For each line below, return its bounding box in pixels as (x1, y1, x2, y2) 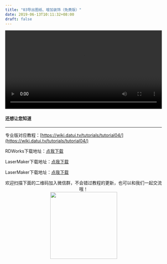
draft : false (5, 16, 32, 21)
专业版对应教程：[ (5, 132, 42, 138)
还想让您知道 (5, 115, 31, 121)
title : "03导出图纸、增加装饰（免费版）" (5, 7, 82, 12)
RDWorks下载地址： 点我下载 (5, 148, 64, 154)
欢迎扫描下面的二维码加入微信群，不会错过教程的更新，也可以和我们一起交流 (5, 180, 162, 186)
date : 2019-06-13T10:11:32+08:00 (5, 12, 75, 17)
